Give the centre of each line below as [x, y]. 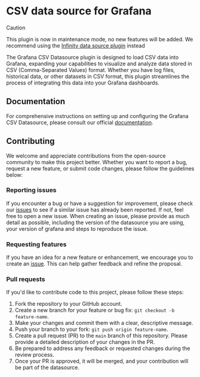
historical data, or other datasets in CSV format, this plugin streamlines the [98, 76]
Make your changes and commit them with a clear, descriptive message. [104, 323]
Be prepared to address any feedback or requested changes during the [102, 348]
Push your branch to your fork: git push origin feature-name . [91, 329]
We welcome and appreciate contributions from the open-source [86, 156]
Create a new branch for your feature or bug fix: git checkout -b [95, 310]
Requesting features [36, 244]
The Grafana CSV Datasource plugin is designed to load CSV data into [93, 57]
